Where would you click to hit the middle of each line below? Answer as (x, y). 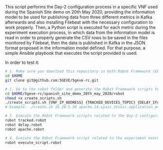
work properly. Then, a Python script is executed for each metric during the (81, 28)
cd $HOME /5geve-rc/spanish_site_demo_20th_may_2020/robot (65, 93)
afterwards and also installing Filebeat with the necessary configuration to (79, 22)
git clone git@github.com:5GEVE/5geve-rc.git (52, 80)
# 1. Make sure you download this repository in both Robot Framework (78, 72)
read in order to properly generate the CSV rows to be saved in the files (76, 38)
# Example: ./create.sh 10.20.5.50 (41, 107)
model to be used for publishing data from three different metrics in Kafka (79, 17)
